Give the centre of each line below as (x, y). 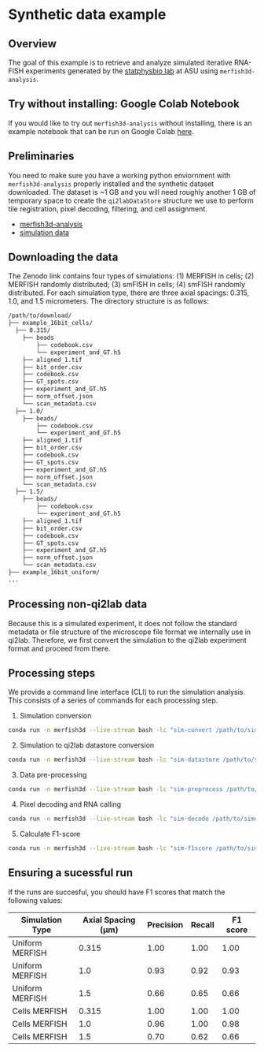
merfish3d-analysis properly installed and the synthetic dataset (111, 184)
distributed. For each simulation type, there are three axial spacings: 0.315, (129, 293)
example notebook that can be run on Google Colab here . (101, 131)
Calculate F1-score (50, 834)
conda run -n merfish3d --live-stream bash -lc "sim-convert (110, 730)
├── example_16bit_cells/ (50, 323)
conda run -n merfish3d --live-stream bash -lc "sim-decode (109, 819)
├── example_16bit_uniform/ (54, 573)
